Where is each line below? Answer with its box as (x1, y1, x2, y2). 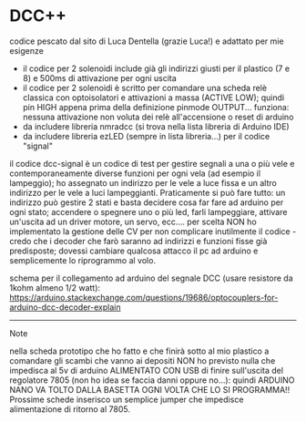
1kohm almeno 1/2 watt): (9, 282, 101, 293)
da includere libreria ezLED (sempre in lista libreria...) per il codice (22, 130, 270, 141)
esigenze (9, 45, 44, 56)
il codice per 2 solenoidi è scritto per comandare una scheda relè (22, 82, 267, 93)
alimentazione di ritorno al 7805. (9, 403, 130, 415)
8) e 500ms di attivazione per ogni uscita (22, 72, 178, 83)
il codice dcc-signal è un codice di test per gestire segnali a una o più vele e (9, 158, 295, 169)
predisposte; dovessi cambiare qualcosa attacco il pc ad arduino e (9, 245, 259, 256)
